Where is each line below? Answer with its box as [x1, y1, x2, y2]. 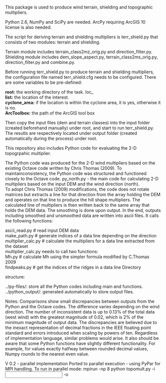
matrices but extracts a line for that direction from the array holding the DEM [5, 192, 161, 197]
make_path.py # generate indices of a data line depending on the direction [5, 233, 157, 238]
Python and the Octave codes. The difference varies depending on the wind [5, 304, 160, 309]
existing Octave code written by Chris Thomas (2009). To [5, 165, 122, 171]
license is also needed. [5, 24, 52, 30]
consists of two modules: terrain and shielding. [5, 39, 100, 45]
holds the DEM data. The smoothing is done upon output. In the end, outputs [5, 208, 161, 213]
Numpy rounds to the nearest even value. [5, 351, 89, 357]
